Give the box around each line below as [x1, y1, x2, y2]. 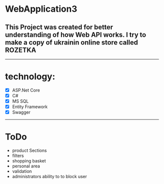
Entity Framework [12, 104, 48, 110]
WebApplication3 [5, 3, 77, 15]
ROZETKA [5, 46, 37, 54]
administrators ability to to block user [12, 174, 87, 180]
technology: [5, 71, 55, 82]
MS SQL [12, 98, 29, 104]
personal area [12, 163, 41, 169]
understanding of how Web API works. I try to [5, 30, 146, 39]
